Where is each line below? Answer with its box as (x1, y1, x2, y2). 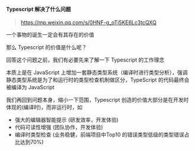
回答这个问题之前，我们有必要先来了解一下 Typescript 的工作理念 (6, 56, 164, 63)
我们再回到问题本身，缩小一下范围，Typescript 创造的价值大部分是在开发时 (6, 97, 189, 104)
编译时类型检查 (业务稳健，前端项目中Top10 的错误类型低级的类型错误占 (14, 131, 190, 139)
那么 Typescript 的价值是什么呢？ (6, 44, 87, 51)
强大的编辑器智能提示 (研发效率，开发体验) (14, 116, 119, 124)
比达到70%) (14, 139, 44, 146)
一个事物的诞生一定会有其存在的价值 (6, 31, 95, 38)
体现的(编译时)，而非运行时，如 (6, 104, 83, 111)
